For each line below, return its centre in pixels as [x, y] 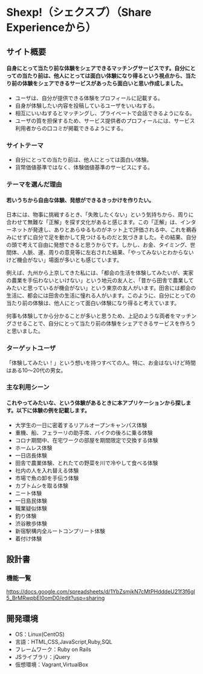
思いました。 [27, 331]
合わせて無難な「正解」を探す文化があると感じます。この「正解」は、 [93, 222]
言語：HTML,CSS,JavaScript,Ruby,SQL [64, 642]
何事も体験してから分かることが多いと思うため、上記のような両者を [91, 316]
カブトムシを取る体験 [41, 485]
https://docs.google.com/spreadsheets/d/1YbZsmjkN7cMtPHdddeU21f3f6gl [101, 592]
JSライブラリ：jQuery [43, 657]
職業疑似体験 [31, 508]
